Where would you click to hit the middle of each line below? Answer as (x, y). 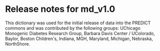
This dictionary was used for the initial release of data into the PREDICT (78, 23)
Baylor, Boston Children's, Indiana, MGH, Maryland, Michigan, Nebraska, (79, 39)
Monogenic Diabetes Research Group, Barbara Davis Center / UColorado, (80, 33)
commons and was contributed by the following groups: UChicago (73, 28)
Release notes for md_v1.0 (60, 9)
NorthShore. (18, 44)
